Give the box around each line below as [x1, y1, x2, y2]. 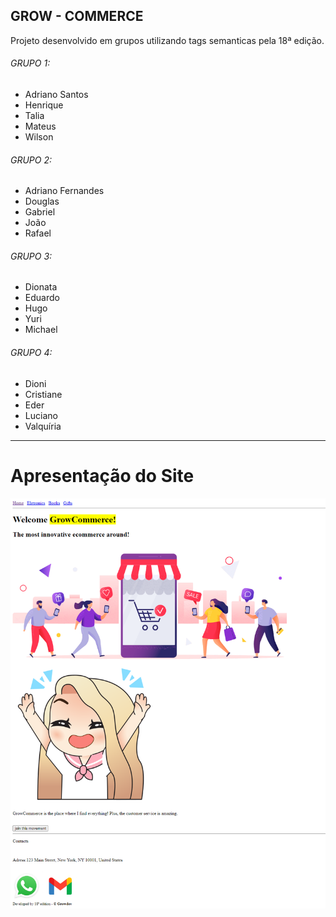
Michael [24, 324, 58, 336]
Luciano [24, 409, 58, 421]
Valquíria [24, 420, 62, 432]
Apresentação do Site [10, 464, 195, 487]
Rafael [24, 227, 52, 239]
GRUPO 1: [10, 57, 51, 69]
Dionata [24, 281, 58, 293]
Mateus [24, 120, 57, 133]
